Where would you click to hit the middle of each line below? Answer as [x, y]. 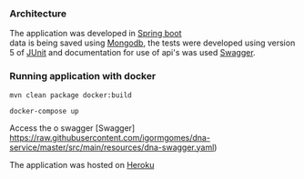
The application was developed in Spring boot [96, 34]
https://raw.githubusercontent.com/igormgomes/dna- [110, 137]
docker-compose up [44, 111]
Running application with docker [83, 76]
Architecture [38, 14]
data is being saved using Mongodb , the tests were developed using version [152, 43]
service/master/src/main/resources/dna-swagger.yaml [112, 147]
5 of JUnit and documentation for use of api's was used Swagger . [133, 53]
